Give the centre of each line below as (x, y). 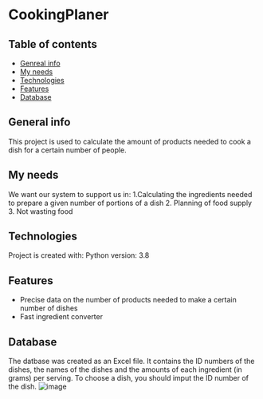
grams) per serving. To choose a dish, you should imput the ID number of (129, 378)
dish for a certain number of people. (68, 150)
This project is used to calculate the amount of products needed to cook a (130, 141)
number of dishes (49, 308)
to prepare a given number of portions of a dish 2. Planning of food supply (130, 203)
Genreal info (40, 63)
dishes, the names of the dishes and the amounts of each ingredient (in (126, 369)
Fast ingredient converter (61, 317)
